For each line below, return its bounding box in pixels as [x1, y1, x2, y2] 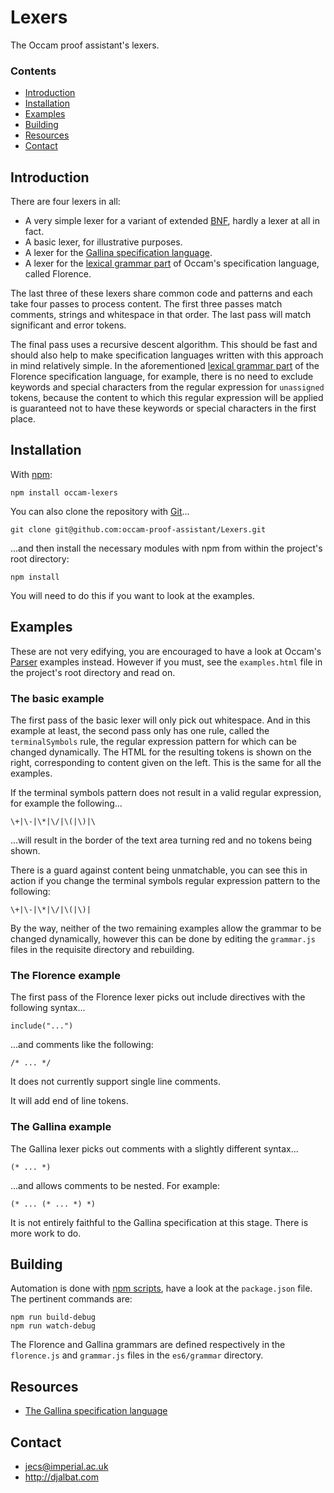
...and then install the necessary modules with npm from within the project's [10, 542, 323, 554]
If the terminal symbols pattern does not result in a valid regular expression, [10, 786, 322, 798]
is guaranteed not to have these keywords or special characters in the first [10, 402, 317, 415]
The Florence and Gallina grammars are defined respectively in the [10, 1339, 286, 1351]
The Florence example [10, 968, 122, 982]
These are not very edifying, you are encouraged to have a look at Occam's [10, 645, 322, 657]
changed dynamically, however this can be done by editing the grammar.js [10, 932, 316, 945]
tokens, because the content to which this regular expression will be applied [10, 392, 324, 404]
